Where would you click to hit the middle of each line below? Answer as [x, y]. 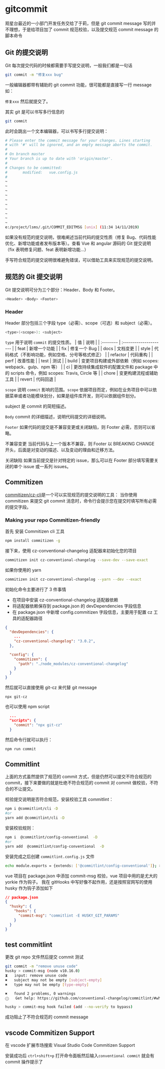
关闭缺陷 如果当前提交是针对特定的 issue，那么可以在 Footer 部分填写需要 [80, 460]
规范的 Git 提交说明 [34, 277]
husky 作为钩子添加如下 [29, 888]
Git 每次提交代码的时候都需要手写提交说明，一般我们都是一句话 [69, 65]
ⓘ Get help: [20, 998]
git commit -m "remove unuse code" [41, 966]
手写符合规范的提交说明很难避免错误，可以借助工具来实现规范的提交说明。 [80, 260]
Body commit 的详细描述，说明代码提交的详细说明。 [57, 416]
